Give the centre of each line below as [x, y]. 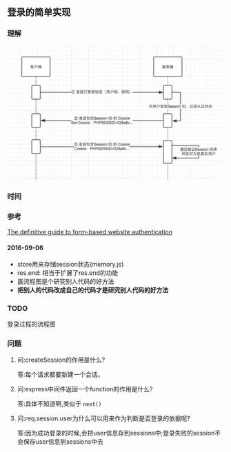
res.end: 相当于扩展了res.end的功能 [68, 273]
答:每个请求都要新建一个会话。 [60, 375]
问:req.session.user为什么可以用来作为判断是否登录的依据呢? [104, 418]
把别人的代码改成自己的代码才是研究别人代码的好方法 [93, 290]
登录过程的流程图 [31, 324]
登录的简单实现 [39, 12]
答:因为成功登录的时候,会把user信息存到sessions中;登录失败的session [116, 433]
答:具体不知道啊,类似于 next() [59, 404]
